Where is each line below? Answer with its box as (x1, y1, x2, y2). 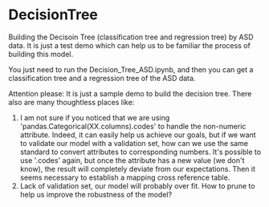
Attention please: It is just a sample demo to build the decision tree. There (8, 88, 252, 98)
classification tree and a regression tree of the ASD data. (8, 73, 196, 83)
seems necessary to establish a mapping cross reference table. (19, 172, 230, 182)
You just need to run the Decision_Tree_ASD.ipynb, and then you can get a (8, 64, 254, 74)
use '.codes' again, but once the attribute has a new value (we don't (19, 155, 245, 165)
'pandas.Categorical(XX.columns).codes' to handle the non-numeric (19, 121, 247, 131)
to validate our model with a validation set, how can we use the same (19, 138, 249, 148)
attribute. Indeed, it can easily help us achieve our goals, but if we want (19, 130, 256, 140)
